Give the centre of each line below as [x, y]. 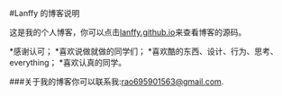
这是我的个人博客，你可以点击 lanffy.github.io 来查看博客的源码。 [128, 32]
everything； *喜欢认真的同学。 [68, 62]
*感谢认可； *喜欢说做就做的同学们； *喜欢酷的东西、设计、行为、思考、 [144, 51]
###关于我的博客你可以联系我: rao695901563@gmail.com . [117, 82]
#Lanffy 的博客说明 [45, 13]
